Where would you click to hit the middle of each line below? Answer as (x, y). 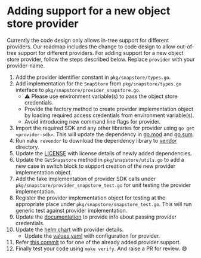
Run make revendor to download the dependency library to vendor (96, 140)
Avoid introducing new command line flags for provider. (92, 121)
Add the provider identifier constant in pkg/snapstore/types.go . (93, 77)
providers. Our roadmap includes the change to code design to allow (91, 47)
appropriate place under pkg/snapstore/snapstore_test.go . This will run (103, 204)
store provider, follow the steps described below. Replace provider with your (101, 59)
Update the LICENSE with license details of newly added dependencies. (104, 153)
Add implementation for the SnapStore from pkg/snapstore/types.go (98, 83)
